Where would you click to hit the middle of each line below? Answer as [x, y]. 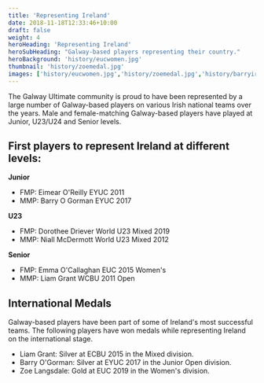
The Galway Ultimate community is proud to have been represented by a [126, 96]
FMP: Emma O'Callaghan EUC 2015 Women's [93, 270]
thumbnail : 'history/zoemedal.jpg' [66, 67]
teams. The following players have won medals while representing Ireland [127, 330]
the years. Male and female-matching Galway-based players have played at [130, 113]
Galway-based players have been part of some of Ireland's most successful [131, 322]
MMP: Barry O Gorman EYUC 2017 [75, 201]
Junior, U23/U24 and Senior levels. [65, 121]
